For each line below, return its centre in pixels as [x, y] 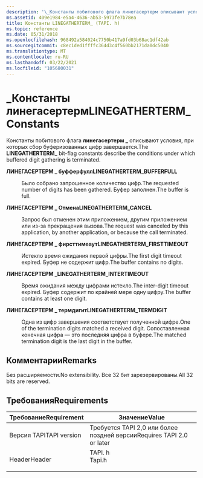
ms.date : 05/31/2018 [32, 34]
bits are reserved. [28, 381]
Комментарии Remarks [52, 360]
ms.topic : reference [32, 29]
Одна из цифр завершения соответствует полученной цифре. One [106, 322]
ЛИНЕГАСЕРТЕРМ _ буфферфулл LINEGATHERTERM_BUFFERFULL [92, 172]
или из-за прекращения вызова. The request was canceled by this [105, 226]
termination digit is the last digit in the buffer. [77, 341]
